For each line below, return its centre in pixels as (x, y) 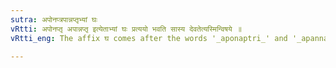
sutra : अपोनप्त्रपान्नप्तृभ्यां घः (54, 19)
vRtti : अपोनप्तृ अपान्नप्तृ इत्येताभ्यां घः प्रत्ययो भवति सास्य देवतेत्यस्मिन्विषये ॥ (126, 29)
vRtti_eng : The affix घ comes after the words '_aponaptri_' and (149, 38)
